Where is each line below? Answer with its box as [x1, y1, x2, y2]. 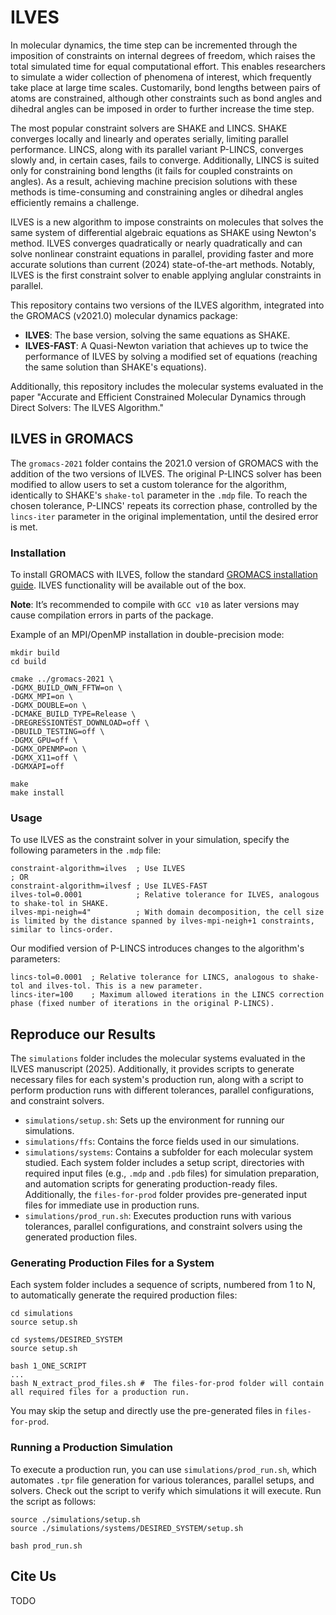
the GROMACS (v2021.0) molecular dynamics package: [10, 309, 238, 321]
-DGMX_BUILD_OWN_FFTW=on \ [10, 683, 123, 693]
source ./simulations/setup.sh [10, 1514, 141, 1525]
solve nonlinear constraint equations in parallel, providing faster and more [10, 247, 314, 260]
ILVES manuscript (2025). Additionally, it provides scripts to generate [10, 1063, 295, 1075]
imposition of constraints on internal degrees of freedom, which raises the [10, 49, 316, 61]
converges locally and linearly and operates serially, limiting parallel [10, 132, 289, 145]
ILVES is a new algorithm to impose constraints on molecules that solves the [10, 216, 324, 228]
